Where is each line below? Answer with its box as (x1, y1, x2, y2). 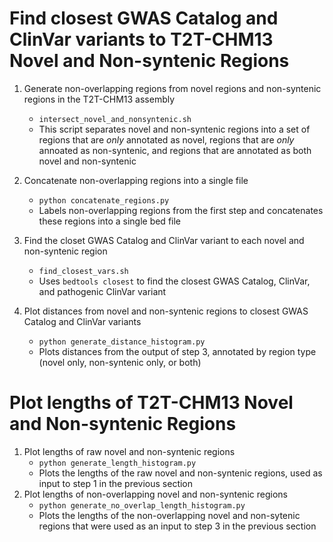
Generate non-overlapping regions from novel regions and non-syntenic (23, 82, 322, 94)
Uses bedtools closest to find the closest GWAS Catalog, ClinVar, (38, 275, 311, 287)
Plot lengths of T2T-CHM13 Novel (9, 392, 294, 414)
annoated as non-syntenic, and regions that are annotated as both (38, 144, 312, 156)
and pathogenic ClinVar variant (38, 285, 167, 297)
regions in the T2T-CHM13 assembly (23, 93, 176, 105)
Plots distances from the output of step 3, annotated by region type (38, 345, 317, 357)
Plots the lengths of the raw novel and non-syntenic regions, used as (38, 467, 323, 479)
